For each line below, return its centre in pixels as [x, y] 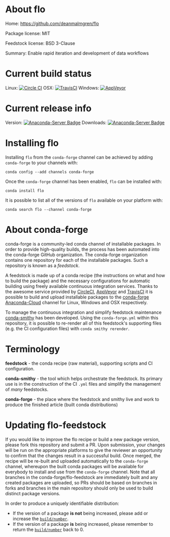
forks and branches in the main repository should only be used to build [79, 488]
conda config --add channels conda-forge [50, 172]
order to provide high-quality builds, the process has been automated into [82, 249]
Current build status [48, 74]
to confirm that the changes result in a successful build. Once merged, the [83, 455]
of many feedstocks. [27, 389]
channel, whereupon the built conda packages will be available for [74, 466]
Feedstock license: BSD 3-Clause [40, 43]
